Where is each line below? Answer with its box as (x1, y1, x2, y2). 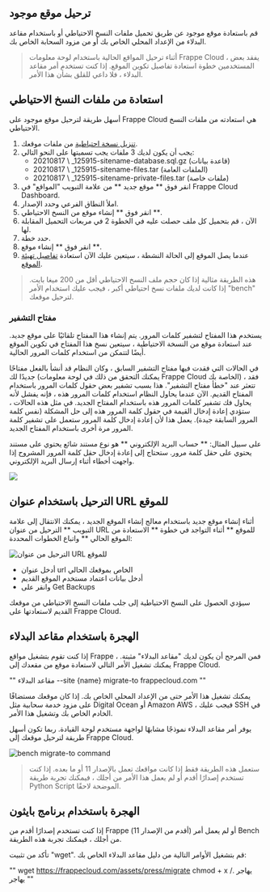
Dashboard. (20, 190, 61, 200)
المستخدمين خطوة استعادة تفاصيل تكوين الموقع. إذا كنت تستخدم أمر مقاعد (28, 61, 255, 70)
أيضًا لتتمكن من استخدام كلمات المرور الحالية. (9, 347, 146, 357)
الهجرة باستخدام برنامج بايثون (9, 804, 140, 818)
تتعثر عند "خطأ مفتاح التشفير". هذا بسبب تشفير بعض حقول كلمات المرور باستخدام (9, 380, 256, 390)
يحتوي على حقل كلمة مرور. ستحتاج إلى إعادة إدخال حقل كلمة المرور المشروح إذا (9, 447, 252, 457)
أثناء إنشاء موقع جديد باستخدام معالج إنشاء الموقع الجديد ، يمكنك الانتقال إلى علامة (9, 516, 255, 526)
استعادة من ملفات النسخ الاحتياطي (9, 93, 163, 107)
